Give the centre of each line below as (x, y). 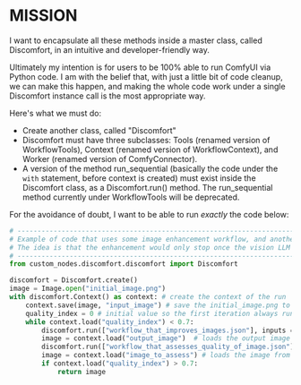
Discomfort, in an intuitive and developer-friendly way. (110, 49)
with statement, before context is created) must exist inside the (139, 178)
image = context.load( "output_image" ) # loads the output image (166, 338)
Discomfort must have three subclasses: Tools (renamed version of (146, 140)
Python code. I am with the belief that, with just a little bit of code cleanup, (146, 76)
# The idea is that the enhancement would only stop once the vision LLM (150, 247)
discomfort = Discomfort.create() (74, 280)
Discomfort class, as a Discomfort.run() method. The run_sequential (147, 187)
